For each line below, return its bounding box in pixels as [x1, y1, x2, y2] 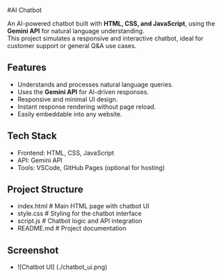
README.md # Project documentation [17, 224, 127, 233]
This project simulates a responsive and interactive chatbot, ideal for [7, 34, 204, 43]
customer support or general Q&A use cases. [7, 42, 137, 49]
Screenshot [7, 244, 59, 256]
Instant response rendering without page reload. [17, 102, 157, 111]
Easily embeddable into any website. [17, 109, 122, 118]
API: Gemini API [17, 156, 63, 164]
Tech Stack [7, 130, 57, 142]
